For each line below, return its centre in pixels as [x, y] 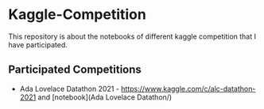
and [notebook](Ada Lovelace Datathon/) [105, 97]
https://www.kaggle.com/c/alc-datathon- [188, 88]
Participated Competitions [75, 70]
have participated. [38, 44]
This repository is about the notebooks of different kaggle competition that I [132, 36]
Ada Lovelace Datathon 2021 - [69, 88]
